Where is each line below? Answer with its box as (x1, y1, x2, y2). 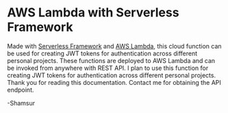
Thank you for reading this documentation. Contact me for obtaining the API (7, 78, 221, 86)
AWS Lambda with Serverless (7, 5, 179, 21)
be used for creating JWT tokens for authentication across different (7, 49, 198, 58)
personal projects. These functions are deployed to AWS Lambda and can (7, 56, 216, 64)
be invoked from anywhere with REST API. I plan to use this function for (7, 64, 209, 72)
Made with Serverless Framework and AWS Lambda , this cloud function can (7, 42, 222, 50)
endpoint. (7, 86, 34, 94)
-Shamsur (7, 99, 36, 107)
